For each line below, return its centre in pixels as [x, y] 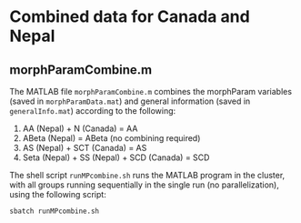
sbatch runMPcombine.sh [55, 211]
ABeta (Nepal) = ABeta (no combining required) [111, 138]
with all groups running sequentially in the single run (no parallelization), [144, 185]
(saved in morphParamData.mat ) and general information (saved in [130, 101]
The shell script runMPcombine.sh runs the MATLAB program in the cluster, [147, 175]
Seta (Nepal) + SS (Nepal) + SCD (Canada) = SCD [116, 157]
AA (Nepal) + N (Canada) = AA [80, 128]
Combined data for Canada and [130, 17]
